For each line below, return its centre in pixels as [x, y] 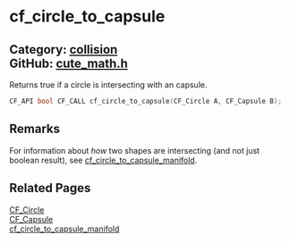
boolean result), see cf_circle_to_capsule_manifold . [103, 160]
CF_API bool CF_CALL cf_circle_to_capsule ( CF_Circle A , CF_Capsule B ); [145, 101]
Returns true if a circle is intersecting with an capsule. [108, 85]
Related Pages [50, 188]
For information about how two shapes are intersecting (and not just [135, 150]
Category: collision [64, 50]
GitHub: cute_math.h [68, 63]
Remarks [35, 129]
